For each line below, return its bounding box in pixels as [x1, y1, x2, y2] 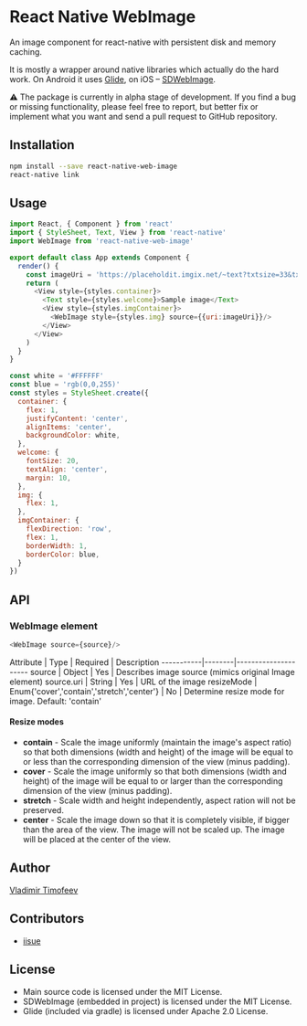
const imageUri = [26, 270, 92, 280]
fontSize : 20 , [26, 457, 79, 466]
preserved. [22, 805, 64, 816]
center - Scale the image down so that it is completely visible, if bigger [22, 815, 290, 826]
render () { [17, 261, 59, 270]
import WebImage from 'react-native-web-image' [9, 237, 195, 246]
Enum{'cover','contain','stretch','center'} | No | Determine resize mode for [9, 685, 285, 696]
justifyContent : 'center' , [26, 414, 129, 423]
